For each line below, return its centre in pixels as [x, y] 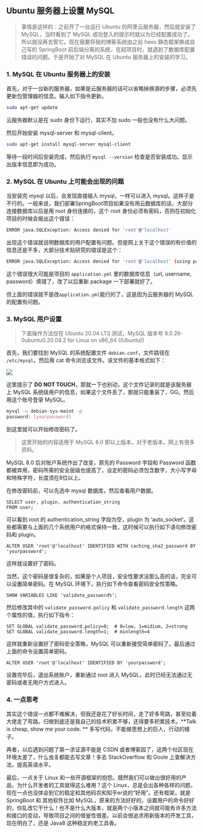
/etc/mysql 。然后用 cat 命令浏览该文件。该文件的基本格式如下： [86, 360]
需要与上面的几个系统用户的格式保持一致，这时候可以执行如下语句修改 [104, 527]
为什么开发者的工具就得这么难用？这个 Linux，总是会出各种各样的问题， [106, 785]
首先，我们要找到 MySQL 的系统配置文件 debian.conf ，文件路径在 [88, 353]
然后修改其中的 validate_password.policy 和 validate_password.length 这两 [101, 607]
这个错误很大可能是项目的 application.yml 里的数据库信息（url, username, [99, 273]
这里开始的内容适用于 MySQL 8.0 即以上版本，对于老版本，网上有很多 [108, 442]
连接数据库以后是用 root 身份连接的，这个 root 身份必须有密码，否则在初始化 [101, 211]
